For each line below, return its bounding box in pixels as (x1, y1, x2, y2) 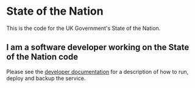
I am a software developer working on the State (6, 42, 190, 53)
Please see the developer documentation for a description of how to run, (6, 68, 189, 75)
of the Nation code (6, 52, 78, 62)
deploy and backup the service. (6, 75, 86, 82)
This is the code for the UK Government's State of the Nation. (6, 24, 161, 32)
